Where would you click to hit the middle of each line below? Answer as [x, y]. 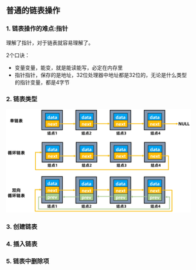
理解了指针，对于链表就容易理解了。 [50, 42]
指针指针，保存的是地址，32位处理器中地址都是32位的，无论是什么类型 [101, 75]
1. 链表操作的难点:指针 [37, 29]
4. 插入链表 [22, 244]
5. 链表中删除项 [28, 261]
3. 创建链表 [22, 227]
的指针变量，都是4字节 [42, 82]
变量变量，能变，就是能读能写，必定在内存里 [69, 67]
